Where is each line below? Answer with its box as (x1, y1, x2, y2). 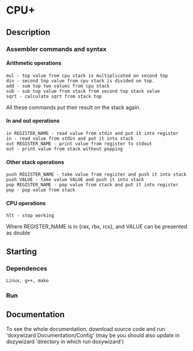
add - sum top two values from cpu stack (6, 83, 110, 89)
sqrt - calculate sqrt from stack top (6, 93, 102, 99)
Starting (6, 246, 37, 256)
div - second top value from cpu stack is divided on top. (6, 78, 155, 83)
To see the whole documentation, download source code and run (6, 325, 166, 332)
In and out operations (6, 117, 60, 124)
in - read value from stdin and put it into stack (6, 136, 134, 141)
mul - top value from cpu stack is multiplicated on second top (6, 72, 168, 79)
